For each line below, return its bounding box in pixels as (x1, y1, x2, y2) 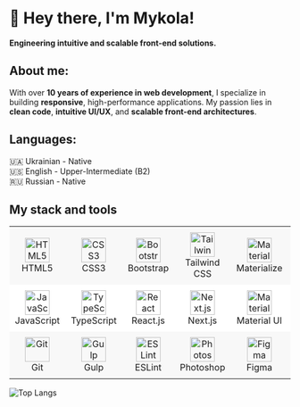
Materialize (236, 262, 283, 275)
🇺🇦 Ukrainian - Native (9, 155, 92, 166)
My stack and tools (9, 202, 118, 217)
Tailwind (185, 256, 221, 269)
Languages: (9, 132, 78, 147)
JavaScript (14, 314, 61, 327)
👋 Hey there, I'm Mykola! (9, 8, 195, 29)
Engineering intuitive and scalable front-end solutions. (9, 37, 217, 48)
